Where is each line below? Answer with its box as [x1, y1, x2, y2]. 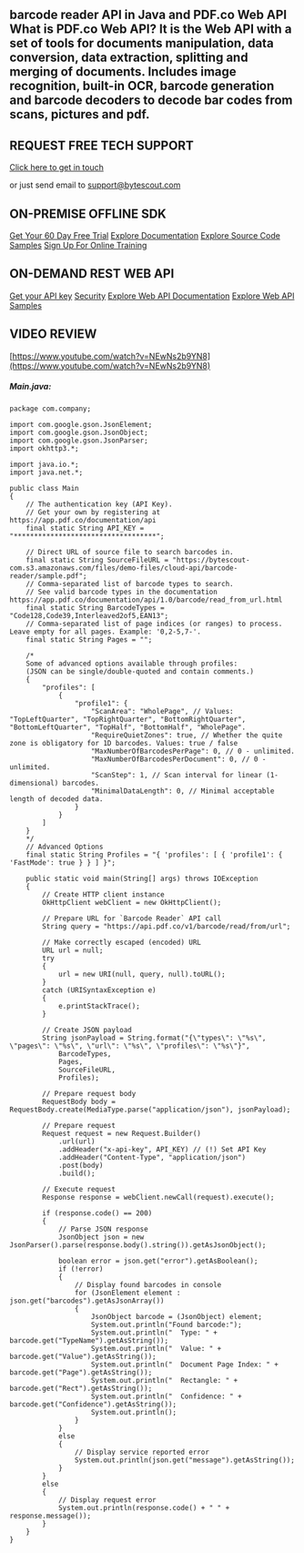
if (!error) [57, 1264, 104, 1274]
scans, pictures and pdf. [9, 107, 150, 122]
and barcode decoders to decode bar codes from [9, 93, 293, 108]
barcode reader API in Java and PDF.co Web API [9, 7, 288, 23]
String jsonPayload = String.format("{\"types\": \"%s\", [42, 1033, 267, 1042]
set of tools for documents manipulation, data [9, 36, 275, 51]
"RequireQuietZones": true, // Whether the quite [90, 730, 283, 740]
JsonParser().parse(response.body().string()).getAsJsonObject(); [9, 1240, 267, 1250]
